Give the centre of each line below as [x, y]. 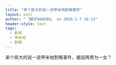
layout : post [19, 14]
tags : [11, 28]
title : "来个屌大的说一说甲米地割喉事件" [44, 10]
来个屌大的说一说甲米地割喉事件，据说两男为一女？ [59, 57]
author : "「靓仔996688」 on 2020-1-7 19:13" [51, 19]
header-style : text [26, 24]
